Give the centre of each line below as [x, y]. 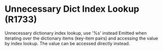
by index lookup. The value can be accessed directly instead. [67, 43]
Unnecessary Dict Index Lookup [72, 9]
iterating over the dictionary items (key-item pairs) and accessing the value [81, 38]
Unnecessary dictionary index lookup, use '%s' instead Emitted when [76, 33]
